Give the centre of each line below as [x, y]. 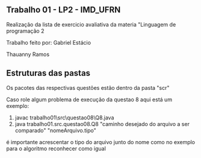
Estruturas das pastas [48, 73]
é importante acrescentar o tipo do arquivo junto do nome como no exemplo [101, 142]
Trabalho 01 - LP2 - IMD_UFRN [63, 10]
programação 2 [25, 31]
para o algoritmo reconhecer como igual [56, 148]
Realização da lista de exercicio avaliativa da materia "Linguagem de [91, 24]
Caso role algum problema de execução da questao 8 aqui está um [89, 100]
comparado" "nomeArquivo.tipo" [55, 130]
